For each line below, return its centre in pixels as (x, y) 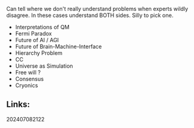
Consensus (29, 79)
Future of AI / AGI (37, 40)
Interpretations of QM (42, 27)
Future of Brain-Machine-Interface (58, 46)
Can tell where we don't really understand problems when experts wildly (97, 9)
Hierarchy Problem (39, 53)
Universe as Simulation (44, 66)
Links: (18, 105)
